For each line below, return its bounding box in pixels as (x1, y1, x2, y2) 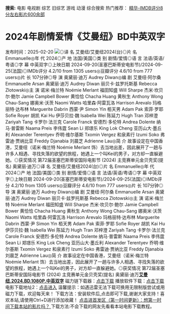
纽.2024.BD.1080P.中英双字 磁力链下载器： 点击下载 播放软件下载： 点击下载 (5, 277, 164, 284)
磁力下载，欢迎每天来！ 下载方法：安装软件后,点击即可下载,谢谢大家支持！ (5, 290, 161, 297)
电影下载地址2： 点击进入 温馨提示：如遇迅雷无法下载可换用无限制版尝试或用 (5, 284, 165, 290)
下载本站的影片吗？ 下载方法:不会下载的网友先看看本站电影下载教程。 (9, 303, 155, 309)
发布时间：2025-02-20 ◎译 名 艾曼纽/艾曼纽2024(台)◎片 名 (5, 48, 138, 55)
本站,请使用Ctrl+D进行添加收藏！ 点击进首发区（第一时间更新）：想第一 (9, 297, 157, 303)
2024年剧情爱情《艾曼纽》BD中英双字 (5, 31, 165, 43)
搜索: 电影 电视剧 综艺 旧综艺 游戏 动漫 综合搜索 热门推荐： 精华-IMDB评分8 (5, 5, 163, 11)
